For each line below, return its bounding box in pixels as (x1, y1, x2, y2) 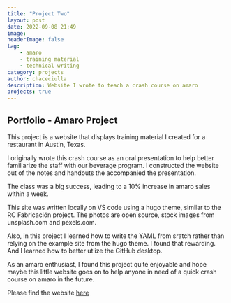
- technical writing (20, 62, 80, 69)
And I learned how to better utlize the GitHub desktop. (7, 246, 163, 255)
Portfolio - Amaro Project (7, 114, 118, 126)
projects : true (7, 88, 52, 95)
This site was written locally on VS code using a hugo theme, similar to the (7, 203, 221, 211)
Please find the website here (7, 288, 89, 297)
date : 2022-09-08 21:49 (7, 23, 77, 30)
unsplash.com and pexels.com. (7, 218, 97, 226)
